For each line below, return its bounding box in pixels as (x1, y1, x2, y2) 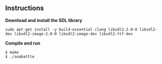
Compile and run (5, 40, 40, 46)
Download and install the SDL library (5, 17, 82, 23)
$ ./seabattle (5, 54, 35, 59)
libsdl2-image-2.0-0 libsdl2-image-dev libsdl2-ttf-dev (14, 31, 133, 36)
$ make (5, 49, 19, 54)
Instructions (5, 4, 44, 12)
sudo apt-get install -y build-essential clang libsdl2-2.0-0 (5, 27, 137, 32)
